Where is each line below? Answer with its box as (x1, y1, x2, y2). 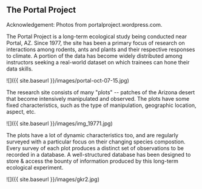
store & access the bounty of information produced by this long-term (6, 157, 179, 165)
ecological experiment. (6, 163, 64, 171)
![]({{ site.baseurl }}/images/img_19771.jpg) (6, 120, 113, 127)
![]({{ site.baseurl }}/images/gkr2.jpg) (6, 176, 100, 183)
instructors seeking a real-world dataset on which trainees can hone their (6, 58, 190, 66)
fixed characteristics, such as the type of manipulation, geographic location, (6, 101, 197, 109)
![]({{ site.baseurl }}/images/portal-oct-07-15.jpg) (6, 77, 129, 84)
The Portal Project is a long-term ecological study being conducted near (6, 33, 187, 40)
